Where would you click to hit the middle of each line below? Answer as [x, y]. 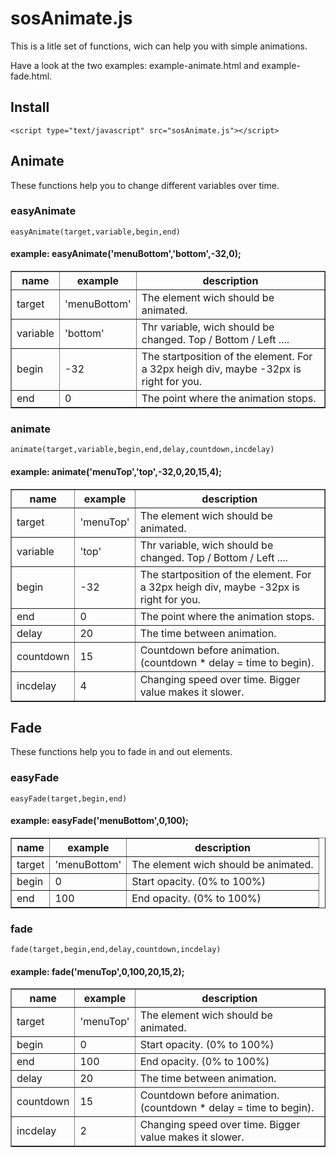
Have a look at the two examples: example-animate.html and [135, 65]
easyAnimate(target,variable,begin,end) [96, 232]
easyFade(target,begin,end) [69, 798]
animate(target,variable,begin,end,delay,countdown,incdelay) [142, 450]
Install [30, 107]
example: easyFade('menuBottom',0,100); [99, 821]
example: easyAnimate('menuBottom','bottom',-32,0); [126, 254]
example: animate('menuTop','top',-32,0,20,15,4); [116, 471]
